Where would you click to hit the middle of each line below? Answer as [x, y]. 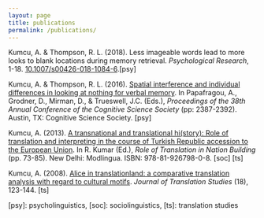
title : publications [42, 23]
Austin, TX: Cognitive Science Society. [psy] [80, 118]
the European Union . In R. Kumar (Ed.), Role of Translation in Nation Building [132, 150]
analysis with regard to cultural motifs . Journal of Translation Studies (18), [128, 182]
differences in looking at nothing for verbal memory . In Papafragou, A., [123, 93]
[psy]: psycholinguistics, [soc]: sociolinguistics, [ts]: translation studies [123, 205]
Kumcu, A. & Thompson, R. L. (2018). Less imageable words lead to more [127, 53]
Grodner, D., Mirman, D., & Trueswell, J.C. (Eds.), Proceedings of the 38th [127, 101]
